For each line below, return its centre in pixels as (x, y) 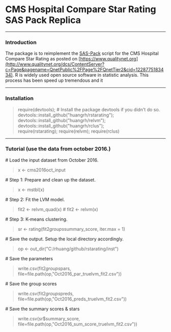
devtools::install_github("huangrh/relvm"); (62, 120)
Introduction (21, 42)
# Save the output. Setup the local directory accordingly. (64, 239)
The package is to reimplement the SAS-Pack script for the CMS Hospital (82, 53)
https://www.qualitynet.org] (109, 59)
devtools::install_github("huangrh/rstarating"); (66, 115)
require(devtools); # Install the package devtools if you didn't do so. (89, 109)
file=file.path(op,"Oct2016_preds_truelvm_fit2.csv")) (72, 299)
